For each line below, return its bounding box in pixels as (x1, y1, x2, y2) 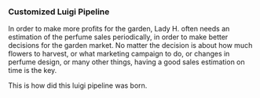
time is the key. (8, 66, 57, 75)
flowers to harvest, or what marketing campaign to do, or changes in (8, 49, 230, 59)
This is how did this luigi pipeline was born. (8, 81, 148, 90)
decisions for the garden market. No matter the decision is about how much (8, 41, 253, 50)
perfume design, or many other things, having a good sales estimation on (8, 57, 245, 67)
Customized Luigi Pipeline (8, 6, 110, 17)
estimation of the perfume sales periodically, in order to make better (8, 32, 229, 42)
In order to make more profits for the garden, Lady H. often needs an (8, 24, 230, 34)
